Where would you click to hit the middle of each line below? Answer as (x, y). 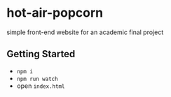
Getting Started (41, 54)
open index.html (41, 86)
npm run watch (37, 79)
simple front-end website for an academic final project (85, 32)
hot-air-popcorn (55, 13)
